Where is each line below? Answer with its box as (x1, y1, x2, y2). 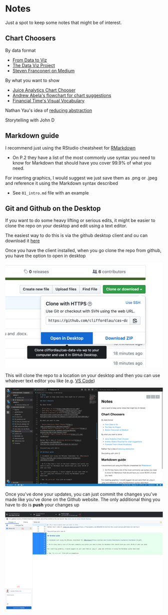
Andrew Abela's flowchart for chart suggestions (12, 92, 111, 98)
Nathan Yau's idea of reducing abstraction (5, 107, 92, 113)
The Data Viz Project (12, 62, 55, 68)
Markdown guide (5, 131, 59, 140)
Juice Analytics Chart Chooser (12, 87, 76, 93)
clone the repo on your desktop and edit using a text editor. (5, 223, 127, 229)
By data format (5, 47, 36, 53)
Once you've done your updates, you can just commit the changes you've (5, 491, 157, 497)
